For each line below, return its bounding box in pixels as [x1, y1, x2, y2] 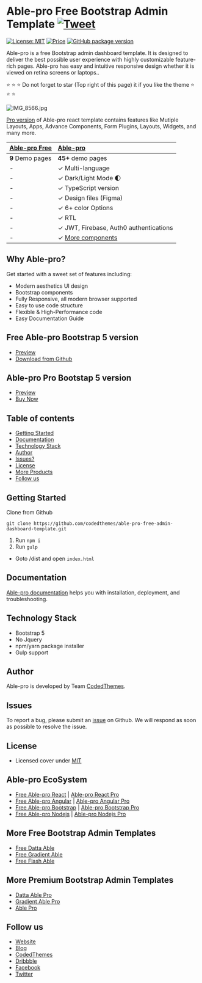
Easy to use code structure [15, 301, 84, 309]
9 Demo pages [9, 154, 52, 163]
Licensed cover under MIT [15, 757, 82, 764]
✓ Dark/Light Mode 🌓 [57, 174, 121, 182]
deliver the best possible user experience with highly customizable [6, 56, 175, 63]
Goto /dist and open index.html [15, 555, 95, 562]
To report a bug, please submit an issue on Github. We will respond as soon [6, 717, 197, 724]
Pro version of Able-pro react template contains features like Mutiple [6, 116, 179, 123]
